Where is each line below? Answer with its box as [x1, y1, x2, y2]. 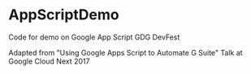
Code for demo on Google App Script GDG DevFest [8, 32, 180, 42]
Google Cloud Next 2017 [8, 56, 90, 66]
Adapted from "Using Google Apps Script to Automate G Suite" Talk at [8, 47, 243, 57]
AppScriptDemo [8, 6, 119, 24]
